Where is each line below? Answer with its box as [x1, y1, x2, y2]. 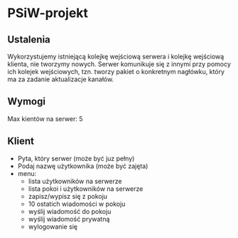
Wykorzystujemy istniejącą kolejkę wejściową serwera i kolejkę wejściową [7, 52, 225, 61]
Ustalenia [7, 33, 51, 46]
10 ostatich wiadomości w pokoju [28, 200, 126, 208]
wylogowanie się [28, 222, 78, 231]
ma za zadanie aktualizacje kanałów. [7, 75, 114, 83]
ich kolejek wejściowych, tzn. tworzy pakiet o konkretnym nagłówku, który [7, 68, 225, 76]
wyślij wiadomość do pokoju [28, 207, 112, 215]
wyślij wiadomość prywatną [28, 214, 110, 223]
